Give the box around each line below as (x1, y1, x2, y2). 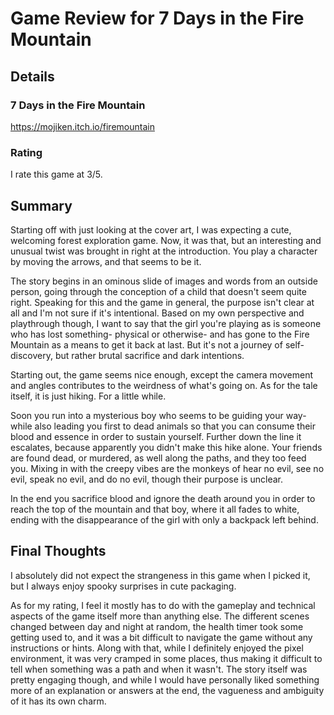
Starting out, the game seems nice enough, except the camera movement (10, 368, 314, 381)
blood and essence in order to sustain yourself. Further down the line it (10, 430, 302, 442)
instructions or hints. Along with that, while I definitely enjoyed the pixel (10, 642, 304, 654)
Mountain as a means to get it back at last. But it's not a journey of (10, 338, 283, 351)
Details (10, 68, 55, 85)
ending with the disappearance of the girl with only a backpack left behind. (10, 513, 319, 526)
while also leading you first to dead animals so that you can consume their (10, 420, 316, 432)
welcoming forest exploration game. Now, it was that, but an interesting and (10, 234, 322, 246)
